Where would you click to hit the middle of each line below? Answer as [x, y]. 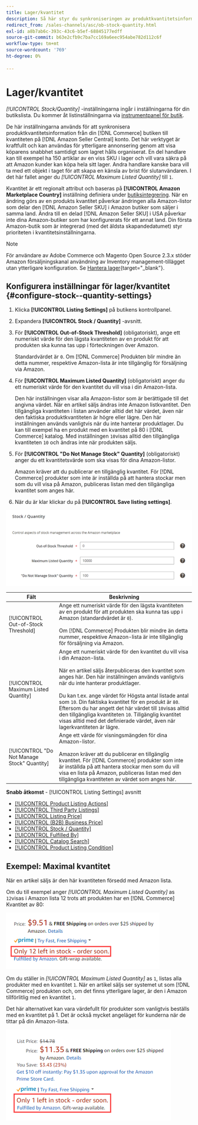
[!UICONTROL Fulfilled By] [47, 835]
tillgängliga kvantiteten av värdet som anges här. [118, 779]
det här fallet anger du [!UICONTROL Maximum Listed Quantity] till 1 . [90, 177]
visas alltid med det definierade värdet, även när [117, 720]
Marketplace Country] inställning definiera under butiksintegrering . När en [97, 195]
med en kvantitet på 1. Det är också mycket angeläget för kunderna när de [96, 1015]
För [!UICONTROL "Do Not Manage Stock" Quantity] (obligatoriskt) [97, 454]
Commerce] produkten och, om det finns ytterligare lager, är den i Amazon [97, 991]
